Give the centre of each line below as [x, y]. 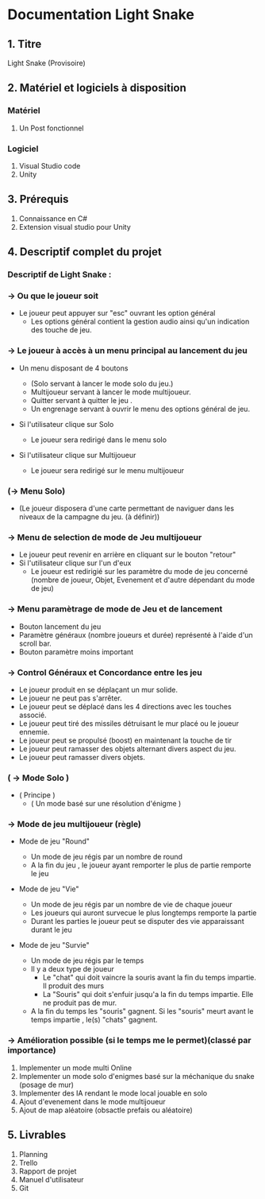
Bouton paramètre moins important [76, 652]
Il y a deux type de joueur [72, 969]
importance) [32, 1050]
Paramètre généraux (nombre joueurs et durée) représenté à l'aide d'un [136, 634]
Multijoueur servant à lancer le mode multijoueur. [111, 392]
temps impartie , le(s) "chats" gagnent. [94, 1020]
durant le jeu [51, 930]
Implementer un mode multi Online [75, 1068]
